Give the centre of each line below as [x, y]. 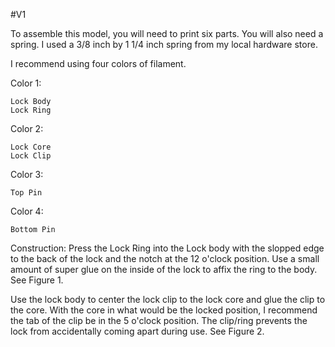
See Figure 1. [37, 280]
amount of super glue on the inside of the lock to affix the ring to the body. [164, 269]
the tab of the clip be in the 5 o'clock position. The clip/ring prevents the [159, 320]
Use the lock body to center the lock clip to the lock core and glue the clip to [168, 299]
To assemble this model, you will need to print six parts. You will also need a [167, 33]
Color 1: [26, 83]
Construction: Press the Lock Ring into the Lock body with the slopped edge [167, 248]
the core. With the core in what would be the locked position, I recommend [164, 310]
